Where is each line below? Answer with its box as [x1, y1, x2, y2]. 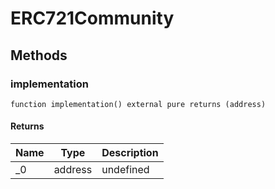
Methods [10, 47, 68, 64]
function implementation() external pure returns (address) [10, 99, 267, 109]
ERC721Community [10, 7, 175, 30]
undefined [101, 163, 150, 177]
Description [101, 146, 159, 160]
